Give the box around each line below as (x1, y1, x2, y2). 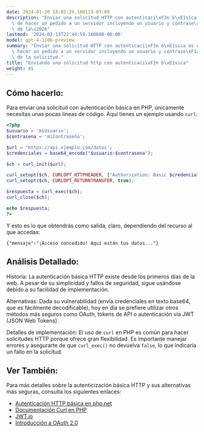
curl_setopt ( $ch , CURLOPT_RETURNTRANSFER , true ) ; (6, 177, 135, 184)
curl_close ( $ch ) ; (6, 194, 50, 201)
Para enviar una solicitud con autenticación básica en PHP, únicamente (6, 104, 185, 111)
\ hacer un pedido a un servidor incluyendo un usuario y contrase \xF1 (12, 49, 197, 55)
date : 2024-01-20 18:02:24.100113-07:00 (6, 9, 110, 15)
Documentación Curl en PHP (15, 406, 87, 414)
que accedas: (6, 228, 41, 236)
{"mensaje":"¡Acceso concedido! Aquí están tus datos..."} (6, 240, 159, 246)
